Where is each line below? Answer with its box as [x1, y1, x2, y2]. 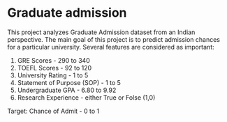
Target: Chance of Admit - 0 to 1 [7, 107, 100, 115]
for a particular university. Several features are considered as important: [7, 43, 214, 51]
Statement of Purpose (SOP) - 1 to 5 [17, 78, 121, 86]
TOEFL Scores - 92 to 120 [17, 63, 92, 72]
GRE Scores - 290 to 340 [17, 56, 91, 64]
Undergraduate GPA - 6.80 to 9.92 [17, 86, 117, 94]
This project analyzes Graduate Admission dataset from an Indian [7, 28, 196, 36]
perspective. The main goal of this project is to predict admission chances [7, 35, 220, 43]
